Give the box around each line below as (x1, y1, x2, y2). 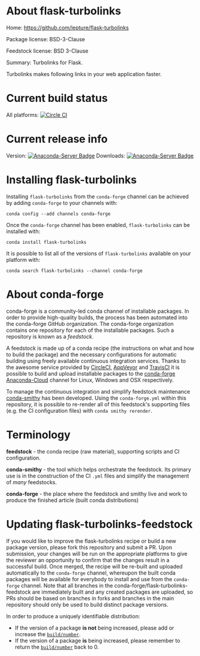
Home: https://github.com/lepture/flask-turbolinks (6, 24, 130, 31)
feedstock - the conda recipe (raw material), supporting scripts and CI (6, 448, 180, 455)
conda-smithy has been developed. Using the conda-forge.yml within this (6, 394, 187, 401)
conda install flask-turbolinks (6, 239, 87, 245)
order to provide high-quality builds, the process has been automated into (6, 313, 188, 321)
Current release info (6, 132, 108, 146)
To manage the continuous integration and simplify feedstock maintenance (6, 388, 190, 395)
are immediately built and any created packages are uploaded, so (32, 588, 193, 595)
